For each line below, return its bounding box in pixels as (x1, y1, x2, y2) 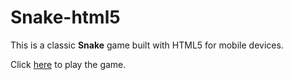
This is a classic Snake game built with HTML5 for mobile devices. (10, 39, 284, 51)
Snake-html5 (10, 6, 121, 29)
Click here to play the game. (10, 58, 127, 70)
